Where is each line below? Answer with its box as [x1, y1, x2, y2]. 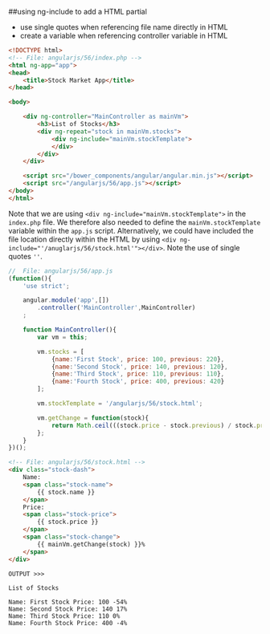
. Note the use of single [162, 242, 240, 252]
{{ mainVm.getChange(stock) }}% [37, 540, 146, 548]
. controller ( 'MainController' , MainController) [37, 304, 196, 312]
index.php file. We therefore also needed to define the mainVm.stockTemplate [8, 217, 261, 227]
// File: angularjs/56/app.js [8, 266, 113, 275]
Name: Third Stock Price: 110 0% [8, 612, 121, 620]
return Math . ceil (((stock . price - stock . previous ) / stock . [51, 421, 257, 429]
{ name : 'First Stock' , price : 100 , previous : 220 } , [51, 355, 225, 364]
